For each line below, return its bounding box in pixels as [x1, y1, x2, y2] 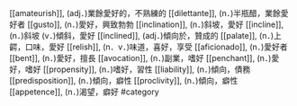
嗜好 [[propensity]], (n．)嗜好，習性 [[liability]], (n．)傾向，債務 [24, 64, 251, 75]
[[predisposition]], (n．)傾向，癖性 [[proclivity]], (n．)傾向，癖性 [9, 75, 238, 85]
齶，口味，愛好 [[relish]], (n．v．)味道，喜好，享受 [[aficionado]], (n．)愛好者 [9, 41, 288, 52]
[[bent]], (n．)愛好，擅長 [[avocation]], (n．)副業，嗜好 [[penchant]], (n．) [9, 53, 272, 63]
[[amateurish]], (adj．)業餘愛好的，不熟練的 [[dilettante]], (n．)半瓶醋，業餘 [9, 8, 282, 18]
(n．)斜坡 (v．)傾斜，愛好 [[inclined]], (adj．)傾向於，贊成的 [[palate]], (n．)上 [9, 31, 282, 40]
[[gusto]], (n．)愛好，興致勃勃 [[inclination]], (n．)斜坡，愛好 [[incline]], [26, 19, 284, 30]
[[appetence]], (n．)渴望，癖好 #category [9, 86, 159, 97]
